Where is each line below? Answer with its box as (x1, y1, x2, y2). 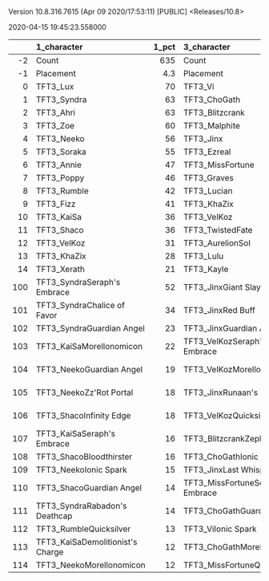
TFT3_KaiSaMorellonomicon (35, 341, 143, 351)
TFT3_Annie (35, 160, 82, 170)
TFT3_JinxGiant (183, 282, 243, 292)
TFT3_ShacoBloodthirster (35, 451, 133, 462)
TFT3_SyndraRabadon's (35, 501, 127, 511)
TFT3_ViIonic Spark (183, 523, 257, 534)
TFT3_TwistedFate (183, 225, 253, 235)
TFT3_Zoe (35, 120, 74, 131)
